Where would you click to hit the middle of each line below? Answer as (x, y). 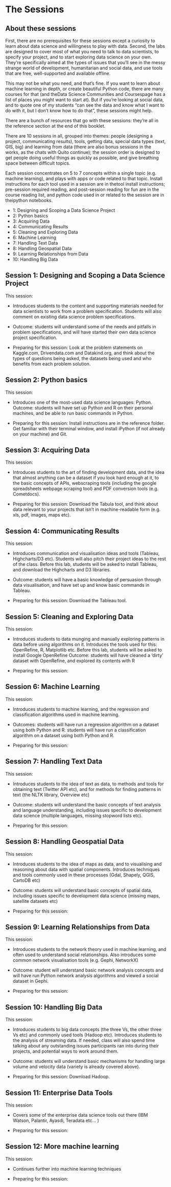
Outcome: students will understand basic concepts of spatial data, (82, 890)
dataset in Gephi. (31, 981)
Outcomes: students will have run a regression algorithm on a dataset (86, 724)
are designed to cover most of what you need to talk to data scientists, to (82, 52)
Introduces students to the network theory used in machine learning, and (89, 949)
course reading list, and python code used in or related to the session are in (85, 195)
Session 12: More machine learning (62, 1147)
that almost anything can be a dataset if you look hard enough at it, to (86, 478)
